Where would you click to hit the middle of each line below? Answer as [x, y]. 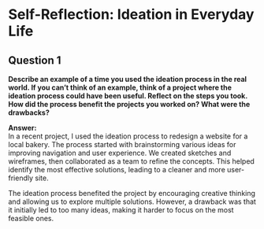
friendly [21, 178]
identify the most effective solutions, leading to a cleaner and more [117, 170]
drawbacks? [29, 113]
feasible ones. [31, 218]
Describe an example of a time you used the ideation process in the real [127, 79]
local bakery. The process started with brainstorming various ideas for [122, 144]
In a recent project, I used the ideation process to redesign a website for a [128, 136]
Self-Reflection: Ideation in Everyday [131, 15]
